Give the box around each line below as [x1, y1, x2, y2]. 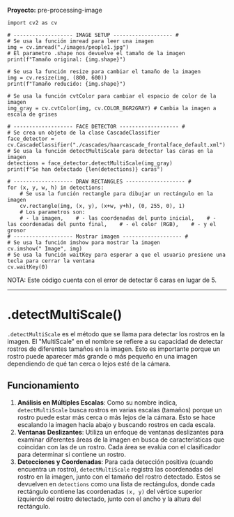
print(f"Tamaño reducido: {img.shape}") [7, 80, 127, 87]
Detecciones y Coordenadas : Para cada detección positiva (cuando [17, 457, 214, 466]
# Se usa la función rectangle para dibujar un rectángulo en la [19, 190, 214, 197]
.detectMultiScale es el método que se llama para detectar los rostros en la [7, 329, 225, 338]
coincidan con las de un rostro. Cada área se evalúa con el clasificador [17, 442, 221, 451]
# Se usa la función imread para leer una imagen [7, 38, 155, 45]
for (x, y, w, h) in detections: [7, 184, 104, 191]
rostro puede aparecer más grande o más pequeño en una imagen [7, 352, 198, 360]
